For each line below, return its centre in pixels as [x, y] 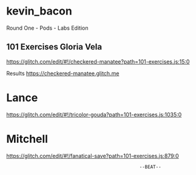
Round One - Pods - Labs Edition [47, 28]
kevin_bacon [39, 11]
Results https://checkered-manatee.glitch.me [63, 73]
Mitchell [27, 139]
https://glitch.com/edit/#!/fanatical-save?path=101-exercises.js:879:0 [93, 156]
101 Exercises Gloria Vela [54, 47]
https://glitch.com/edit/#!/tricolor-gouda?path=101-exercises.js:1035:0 [94, 114]
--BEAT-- [150, 167]
